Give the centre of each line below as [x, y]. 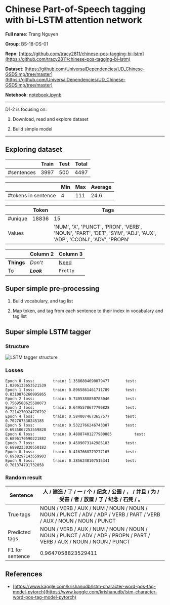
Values [16, 233]
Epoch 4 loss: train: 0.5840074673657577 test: [71, 416]
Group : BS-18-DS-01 [27, 44]
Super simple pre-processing [52, 289]
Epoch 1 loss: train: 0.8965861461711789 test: [71, 390]
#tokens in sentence [32, 195]
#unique [18, 219]
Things [16, 263]
